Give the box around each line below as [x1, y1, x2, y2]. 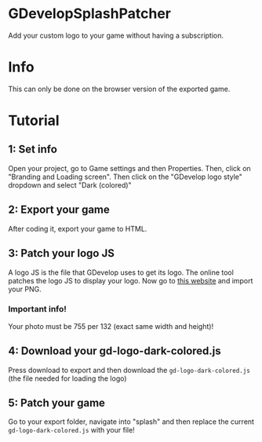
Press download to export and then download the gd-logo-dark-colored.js [8, 365, 251, 374]
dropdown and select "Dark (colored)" [8, 180, 132, 189]
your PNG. [8, 284, 42, 294]
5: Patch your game [8, 396, 106, 409]
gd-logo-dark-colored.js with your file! [8, 426, 135, 435]
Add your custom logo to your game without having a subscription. [8, 31, 224, 40]
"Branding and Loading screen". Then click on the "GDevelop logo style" [8, 172, 243, 181]
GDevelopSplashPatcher [8, 5, 171, 23]
